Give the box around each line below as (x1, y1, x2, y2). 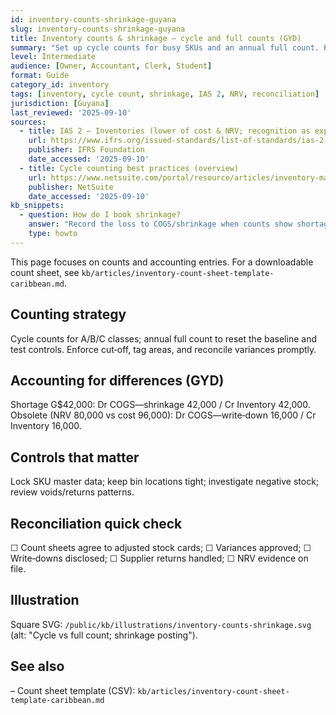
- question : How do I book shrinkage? (19, 210, 182, 220)
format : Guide (10, 71, 70, 81)
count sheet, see (10, 266, 80, 278)
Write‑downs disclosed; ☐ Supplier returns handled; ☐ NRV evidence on (10, 552, 309, 564)
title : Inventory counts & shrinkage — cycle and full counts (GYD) (10, 33, 302, 43)
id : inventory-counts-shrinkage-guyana (10, 14, 177, 25)
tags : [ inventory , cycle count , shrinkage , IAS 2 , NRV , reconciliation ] (10, 89, 320, 99)
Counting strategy (10, 306, 127, 323)
